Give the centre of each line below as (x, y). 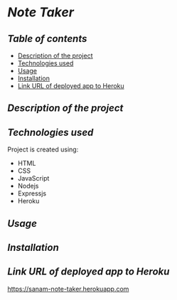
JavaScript (33, 178)
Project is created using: (43, 149)
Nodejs (28, 186)
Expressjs (32, 193)
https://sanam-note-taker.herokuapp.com (68, 289)
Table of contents (47, 39)
